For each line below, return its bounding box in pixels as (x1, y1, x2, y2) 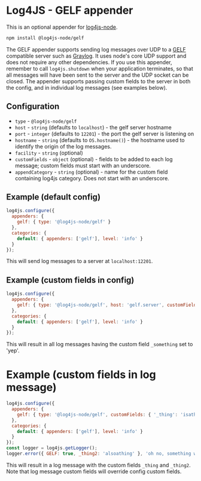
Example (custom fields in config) (6, 275, 135, 285)
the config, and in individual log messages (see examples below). (6, 84, 167, 91)
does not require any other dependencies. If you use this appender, (6, 58, 172, 66)
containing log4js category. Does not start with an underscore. (14, 174, 169, 181)
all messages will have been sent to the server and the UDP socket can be (6, 71, 189, 78)
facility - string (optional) (14, 149, 84, 156)
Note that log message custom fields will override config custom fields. (6, 468, 182, 475)
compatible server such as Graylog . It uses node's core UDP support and (6, 52, 187, 59)
